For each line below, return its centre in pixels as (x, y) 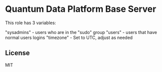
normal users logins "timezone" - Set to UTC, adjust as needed (69, 37)
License (17, 53)
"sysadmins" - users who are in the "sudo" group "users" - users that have (81, 32)
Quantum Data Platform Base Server (81, 9)
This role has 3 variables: (31, 23)
